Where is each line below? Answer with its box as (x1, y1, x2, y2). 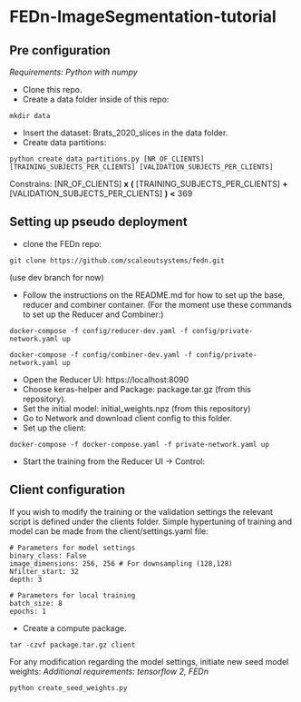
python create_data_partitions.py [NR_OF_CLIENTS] (9, 154, 205, 163)
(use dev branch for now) (9, 272, 104, 282)
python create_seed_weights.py (9, 683, 128, 692)
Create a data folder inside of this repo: (22, 94, 170, 104)
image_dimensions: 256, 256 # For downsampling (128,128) (9, 559, 233, 569)
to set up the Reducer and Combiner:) (22, 309, 164, 320)
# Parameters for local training (9, 590, 136, 600)
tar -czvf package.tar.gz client (9, 640, 136, 649)
